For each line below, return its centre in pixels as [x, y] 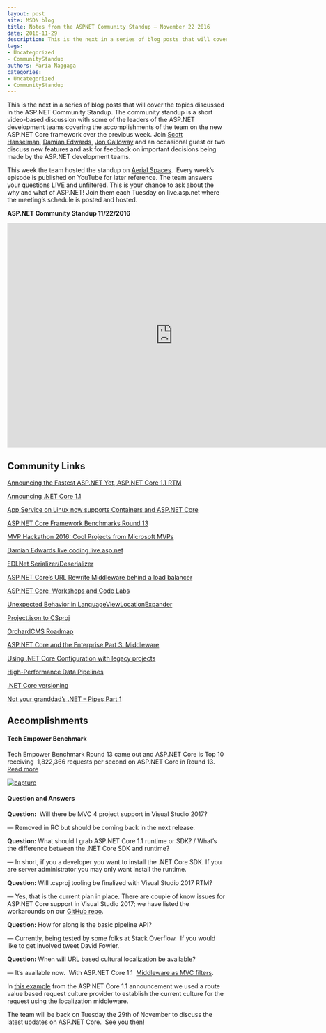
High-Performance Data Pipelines [55, 672]
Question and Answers [41, 799]
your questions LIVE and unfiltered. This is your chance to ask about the [111, 185]
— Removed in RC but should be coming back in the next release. [101, 827]
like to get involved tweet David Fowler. [63, 945]
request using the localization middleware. [68, 1001]
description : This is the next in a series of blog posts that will [109, 40]
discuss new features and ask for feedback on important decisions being [112, 149]
